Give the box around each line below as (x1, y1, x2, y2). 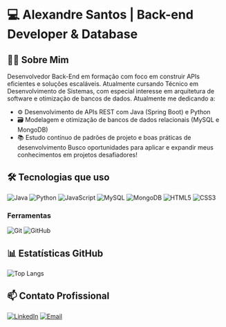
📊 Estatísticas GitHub (7, 247, 104, 259)
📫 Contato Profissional (7, 290, 110, 302)
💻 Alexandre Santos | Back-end (7, 7, 194, 23)
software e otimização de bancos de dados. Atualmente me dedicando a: (7, 94, 216, 103)
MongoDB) (17, 125, 48, 134)
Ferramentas (7, 211, 52, 220)
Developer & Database (7, 26, 138, 42)
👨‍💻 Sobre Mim (7, 54, 69, 66)
